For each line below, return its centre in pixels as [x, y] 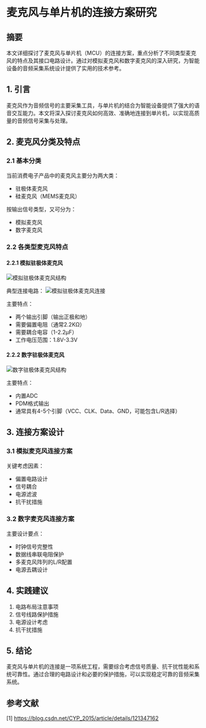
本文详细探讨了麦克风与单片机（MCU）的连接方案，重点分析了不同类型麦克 [101, 53]
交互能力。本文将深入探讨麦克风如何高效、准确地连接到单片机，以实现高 [103, 113]
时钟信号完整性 [34, 547]
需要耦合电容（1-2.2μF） [46, 332]
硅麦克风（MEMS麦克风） [48, 196]
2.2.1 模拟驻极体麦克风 [35, 263]
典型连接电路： [25, 290]
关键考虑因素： [25, 466]
